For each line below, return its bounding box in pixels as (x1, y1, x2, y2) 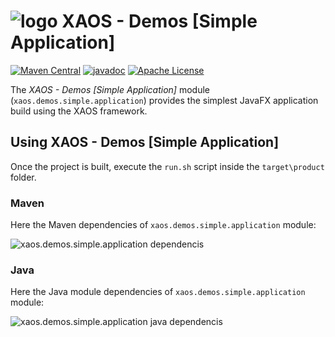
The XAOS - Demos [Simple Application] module (10, 83, 210, 95)
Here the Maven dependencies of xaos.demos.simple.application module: (10, 219, 317, 231)
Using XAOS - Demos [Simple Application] (10, 134, 280, 151)
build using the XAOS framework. (10, 105, 148, 117)
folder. (10, 171, 37, 183)
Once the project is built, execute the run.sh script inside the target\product (10, 160, 325, 172)
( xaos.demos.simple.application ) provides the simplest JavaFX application (10, 94, 319, 106)
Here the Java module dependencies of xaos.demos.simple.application (10, 286, 306, 298)
